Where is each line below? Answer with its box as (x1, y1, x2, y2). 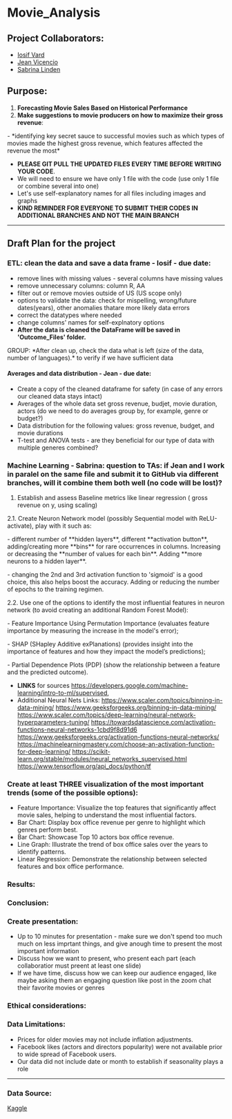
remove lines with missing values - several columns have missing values (17, 274, 223, 283)
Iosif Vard (17, 50, 45, 59)
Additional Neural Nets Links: (17, 696, 100, 704)
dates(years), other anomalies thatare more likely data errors (17, 303, 190, 312)
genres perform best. (17, 825, 78, 834)
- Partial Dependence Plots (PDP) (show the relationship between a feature (7, 661, 220, 669)
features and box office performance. (17, 862, 124, 871)
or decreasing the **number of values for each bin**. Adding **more (7, 550, 202, 557)
